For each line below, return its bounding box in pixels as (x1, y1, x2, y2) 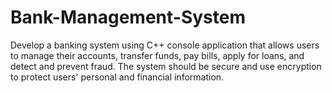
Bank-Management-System (10, 6, 246, 29)
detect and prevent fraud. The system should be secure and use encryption (10, 60, 322, 72)
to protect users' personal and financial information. (10, 71, 225, 83)
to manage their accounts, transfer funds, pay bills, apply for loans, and (10, 49, 305, 61)
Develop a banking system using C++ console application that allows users (10, 39, 320, 51)
